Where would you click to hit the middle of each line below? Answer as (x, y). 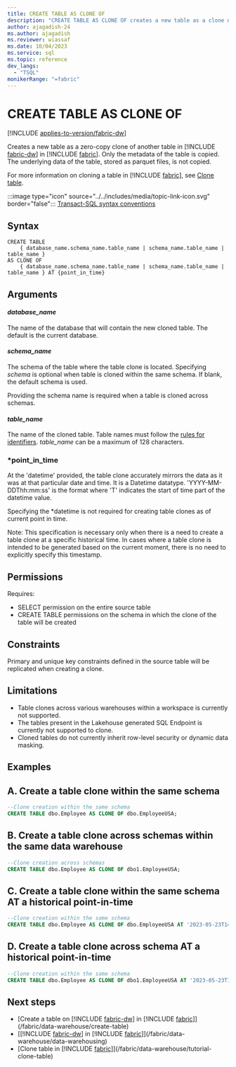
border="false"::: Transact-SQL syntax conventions (81, 204)
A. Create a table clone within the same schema (113, 791)
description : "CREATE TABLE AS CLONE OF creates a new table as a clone (116, 20)
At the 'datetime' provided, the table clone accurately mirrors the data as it (115, 475)
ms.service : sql (31, 53)
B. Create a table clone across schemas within (110, 836)
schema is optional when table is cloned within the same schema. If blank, (115, 374)
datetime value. (29, 498)
